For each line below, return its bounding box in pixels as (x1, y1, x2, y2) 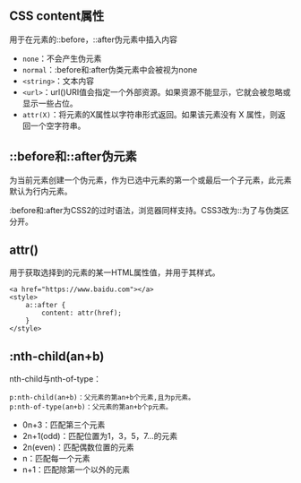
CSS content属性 (9, 8, 105, 24)
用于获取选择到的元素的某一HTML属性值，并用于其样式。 (9, 267, 221, 278)
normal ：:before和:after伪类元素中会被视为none (21, 64, 198, 74)
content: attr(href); (41, 308, 123, 318)
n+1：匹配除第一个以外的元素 (21, 464, 131, 475)
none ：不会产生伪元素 (21, 53, 102, 64)
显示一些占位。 (21, 98, 78, 108)
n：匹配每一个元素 (21, 453, 91, 464)
